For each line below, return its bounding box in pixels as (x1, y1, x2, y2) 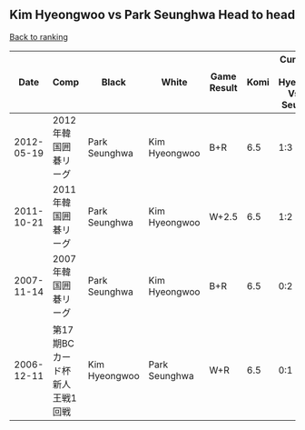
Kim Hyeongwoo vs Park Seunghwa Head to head (9, 7, 296, 23)
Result (209, 81, 238, 94)
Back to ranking (9, 31, 68, 42)
